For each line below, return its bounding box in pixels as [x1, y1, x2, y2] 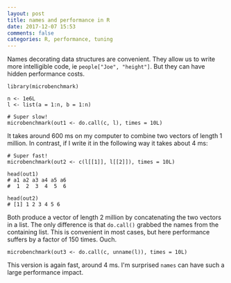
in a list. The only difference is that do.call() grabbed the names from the [7, 221, 219, 229]
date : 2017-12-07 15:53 [7, 23, 76, 30]
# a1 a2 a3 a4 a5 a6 [7, 177, 67, 184]
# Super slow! [7, 114, 49, 121]
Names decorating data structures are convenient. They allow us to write [7, 55, 216, 63]
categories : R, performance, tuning [7, 36, 113, 43]
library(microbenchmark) [7, 83, 79, 90]
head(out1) [7, 171, 39, 178]
